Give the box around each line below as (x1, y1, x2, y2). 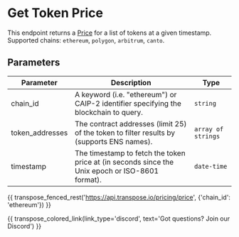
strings (194, 132, 221, 140)
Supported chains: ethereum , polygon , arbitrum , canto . (7, 35, 165, 44)
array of (194, 125, 224, 133)
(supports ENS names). (74, 136, 153, 146)
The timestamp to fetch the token (74, 148, 186, 158)
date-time (194, 162, 228, 170)
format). (74, 175, 102, 184)
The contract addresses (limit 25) (74, 118, 187, 128)
